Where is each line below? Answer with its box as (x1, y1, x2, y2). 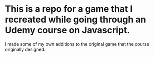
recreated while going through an (5, 14, 146, 25)
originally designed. (5, 46, 46, 52)
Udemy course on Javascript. (5, 25, 130, 36)
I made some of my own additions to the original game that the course (5, 41, 150, 47)
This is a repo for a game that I (5, 3, 133, 15)
